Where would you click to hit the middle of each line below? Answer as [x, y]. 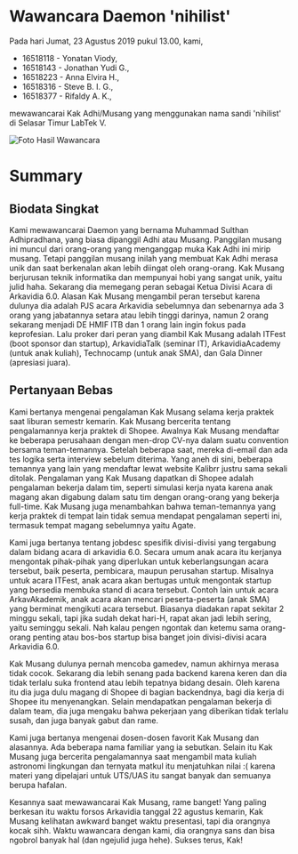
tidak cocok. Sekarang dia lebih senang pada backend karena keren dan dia [148, 673]
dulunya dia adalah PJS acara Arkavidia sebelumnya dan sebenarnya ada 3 [147, 305]
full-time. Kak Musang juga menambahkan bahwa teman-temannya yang [143, 506]
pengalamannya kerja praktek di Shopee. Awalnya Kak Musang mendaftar [145, 431]
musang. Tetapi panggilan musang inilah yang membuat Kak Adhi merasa [144, 258]
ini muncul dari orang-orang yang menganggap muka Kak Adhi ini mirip [140, 249]
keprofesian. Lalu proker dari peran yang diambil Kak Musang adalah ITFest [148, 334]
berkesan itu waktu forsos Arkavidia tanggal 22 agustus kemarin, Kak [137, 811]
